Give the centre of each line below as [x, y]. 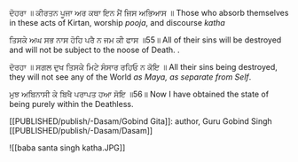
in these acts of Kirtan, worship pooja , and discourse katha [118, 23]
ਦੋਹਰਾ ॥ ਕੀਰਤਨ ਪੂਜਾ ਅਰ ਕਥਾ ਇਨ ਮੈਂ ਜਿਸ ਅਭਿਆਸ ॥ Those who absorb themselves [149, 13]
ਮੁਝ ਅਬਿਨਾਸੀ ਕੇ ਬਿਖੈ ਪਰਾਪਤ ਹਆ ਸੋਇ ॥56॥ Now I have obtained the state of [139, 94]
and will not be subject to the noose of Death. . [94, 50]
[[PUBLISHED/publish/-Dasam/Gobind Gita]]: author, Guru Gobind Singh [141, 121]
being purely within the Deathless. [71, 104]
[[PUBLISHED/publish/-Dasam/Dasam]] [81, 131]
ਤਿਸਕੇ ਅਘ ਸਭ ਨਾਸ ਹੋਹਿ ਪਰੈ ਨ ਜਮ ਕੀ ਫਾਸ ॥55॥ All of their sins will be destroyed [145, 40]
